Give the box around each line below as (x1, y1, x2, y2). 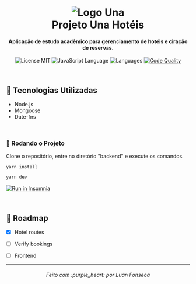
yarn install (6, 164, 38, 169)
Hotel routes (14, 228, 45, 236)
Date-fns (14, 113, 36, 120)
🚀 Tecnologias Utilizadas (6, 85, 97, 95)
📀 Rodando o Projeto (6, 139, 65, 147)
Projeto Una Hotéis (51, 18, 145, 32)
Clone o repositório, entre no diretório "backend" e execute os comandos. (6, 153, 184, 160)
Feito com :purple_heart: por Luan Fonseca (45, 271, 150, 278)
